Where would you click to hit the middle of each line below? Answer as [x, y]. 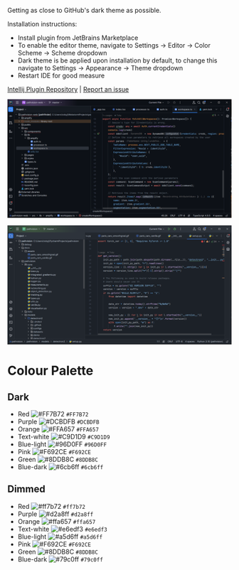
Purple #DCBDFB [58, 421]
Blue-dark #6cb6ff [60, 467]
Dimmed [26, 489]
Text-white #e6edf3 [63, 529]
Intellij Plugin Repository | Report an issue [68, 89]
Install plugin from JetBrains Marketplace [78, 38]
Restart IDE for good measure [61, 75]
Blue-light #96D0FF [62, 444]
